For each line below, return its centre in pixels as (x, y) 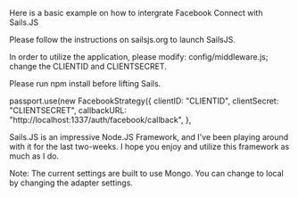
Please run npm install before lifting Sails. (85, 83)
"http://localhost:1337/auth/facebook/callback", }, (100, 120)
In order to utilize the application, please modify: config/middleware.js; (139, 57)
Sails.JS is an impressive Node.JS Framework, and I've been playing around (149, 137)
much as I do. (34, 156)
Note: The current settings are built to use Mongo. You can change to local (146, 173)
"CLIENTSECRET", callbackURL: (68, 110)
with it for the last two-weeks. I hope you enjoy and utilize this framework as (149, 147)
